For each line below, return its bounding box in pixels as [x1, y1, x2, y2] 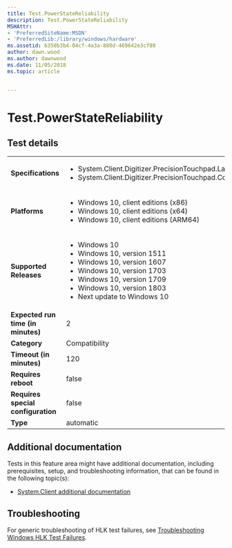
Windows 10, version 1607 [77, 257, 167, 267]
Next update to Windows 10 [77, 292, 169, 301]
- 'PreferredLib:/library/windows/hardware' [7, 36, 137, 43]
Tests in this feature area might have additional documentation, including [7, 460, 214, 468]
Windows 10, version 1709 [77, 274, 167, 284]
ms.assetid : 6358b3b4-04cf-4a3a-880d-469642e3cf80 [7, 42, 156, 49]
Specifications [10, 168, 60, 178]
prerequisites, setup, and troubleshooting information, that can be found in [7, 467, 220, 475]
